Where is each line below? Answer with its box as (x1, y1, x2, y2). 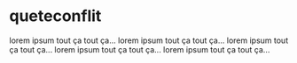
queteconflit (9, 6, 102, 26)
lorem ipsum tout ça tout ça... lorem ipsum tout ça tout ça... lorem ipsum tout (9, 35, 289, 45)
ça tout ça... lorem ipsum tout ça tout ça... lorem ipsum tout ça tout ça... (9, 44, 270, 54)
